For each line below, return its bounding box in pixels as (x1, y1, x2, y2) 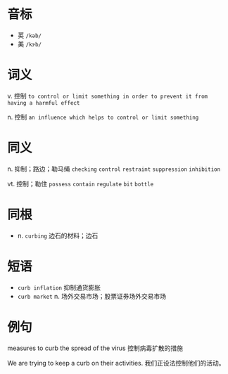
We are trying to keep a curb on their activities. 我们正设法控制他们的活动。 (7, 359, 225, 367)
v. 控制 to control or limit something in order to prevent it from (7, 91, 208, 100)
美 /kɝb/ (17, 39, 42, 48)
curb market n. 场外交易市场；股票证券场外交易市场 (17, 292, 167, 300)
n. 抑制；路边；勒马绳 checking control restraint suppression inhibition (7, 165, 221, 173)
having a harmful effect (7, 99, 80, 106)
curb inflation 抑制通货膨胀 (17, 283, 101, 292)
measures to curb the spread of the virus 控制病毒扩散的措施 (7, 344, 183, 352)
